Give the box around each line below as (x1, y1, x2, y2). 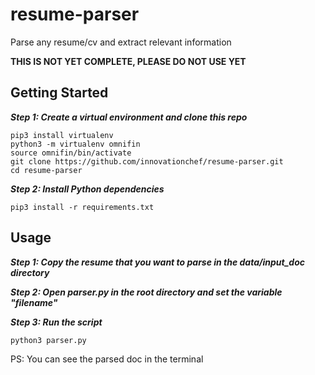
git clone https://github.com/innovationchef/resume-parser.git (10, 156, 284, 167)
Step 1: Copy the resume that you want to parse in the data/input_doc (10, 256, 305, 268)
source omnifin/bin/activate (10, 148, 132, 158)
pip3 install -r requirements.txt (10, 202, 155, 212)
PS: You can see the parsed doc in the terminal (10, 353, 204, 365)
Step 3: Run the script (10, 316, 103, 328)
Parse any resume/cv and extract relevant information (10, 36, 232, 48)
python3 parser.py (10, 335, 87, 345)
